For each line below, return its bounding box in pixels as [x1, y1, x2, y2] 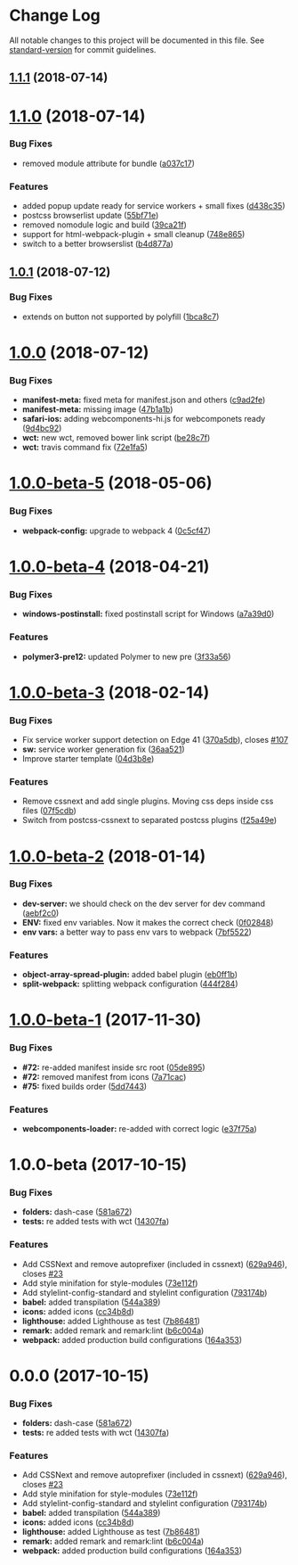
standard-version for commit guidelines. [9, 44, 157, 54]
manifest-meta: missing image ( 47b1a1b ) [21, 404, 173, 415]
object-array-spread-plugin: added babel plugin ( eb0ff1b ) [21, 969, 238, 980]
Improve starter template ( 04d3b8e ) [21, 754, 155, 764]
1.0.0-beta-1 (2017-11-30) [9, 1009, 202, 1030]
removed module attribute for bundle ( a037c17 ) [21, 158, 196, 169]
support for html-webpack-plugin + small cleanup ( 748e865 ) [21, 229, 246, 240]
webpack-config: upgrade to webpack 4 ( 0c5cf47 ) [21, 525, 212, 536]
